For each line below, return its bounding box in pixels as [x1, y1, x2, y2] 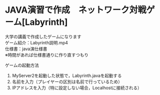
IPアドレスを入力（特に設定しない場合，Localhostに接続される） [12, 85, 142, 91]
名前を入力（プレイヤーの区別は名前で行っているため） [12, 78, 123, 84]
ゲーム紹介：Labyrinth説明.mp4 [5, 39, 68, 45]
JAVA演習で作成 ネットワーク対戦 [5, 4, 147, 16]
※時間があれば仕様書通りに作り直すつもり [5, 52, 89, 57]
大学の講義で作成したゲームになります [5, 34, 81, 39]
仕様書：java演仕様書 [5, 46, 48, 52]
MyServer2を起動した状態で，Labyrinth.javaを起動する [12, 73, 122, 78]
